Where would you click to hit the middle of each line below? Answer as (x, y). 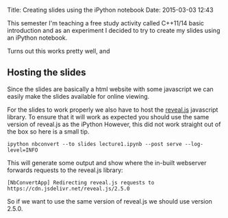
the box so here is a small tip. (48, 131)
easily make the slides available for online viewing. (78, 96)
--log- (194, 144)
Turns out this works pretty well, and (59, 51)
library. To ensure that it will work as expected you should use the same (108, 117)
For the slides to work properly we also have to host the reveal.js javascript (113, 110)
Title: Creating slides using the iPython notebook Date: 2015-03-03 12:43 (110, 10)
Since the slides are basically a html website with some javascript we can (110, 89)
